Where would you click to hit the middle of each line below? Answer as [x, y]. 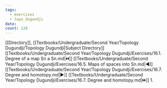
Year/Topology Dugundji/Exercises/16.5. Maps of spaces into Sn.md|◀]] [79, 64]
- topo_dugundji [26, 19]
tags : [11, 10]
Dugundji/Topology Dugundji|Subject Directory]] [55, 48]
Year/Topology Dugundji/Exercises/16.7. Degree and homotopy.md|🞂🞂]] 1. [79, 80]
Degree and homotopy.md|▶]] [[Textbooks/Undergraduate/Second [74, 75]
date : [11, 24]
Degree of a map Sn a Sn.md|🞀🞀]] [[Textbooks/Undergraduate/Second [77, 58]
